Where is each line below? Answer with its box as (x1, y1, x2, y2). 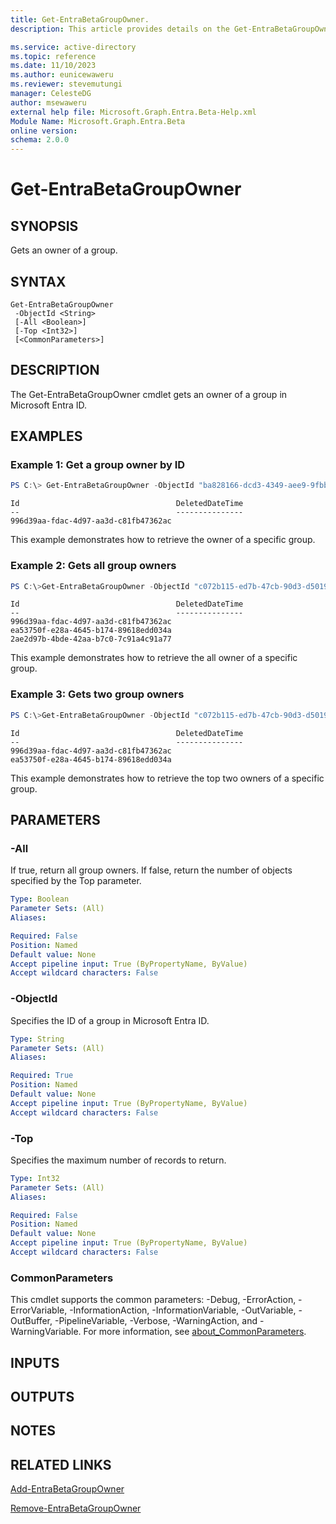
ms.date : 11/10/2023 (10, 61, 97, 71)
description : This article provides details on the (10, 24, 230, 34)
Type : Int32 (10, 1173, 60, 1183)
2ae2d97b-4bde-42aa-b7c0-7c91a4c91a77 (10, 634, 172, 645)
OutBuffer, (10, 1315, 53, 1327)
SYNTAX (10, 273, 67, 290)
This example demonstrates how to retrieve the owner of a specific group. (10, 534, 316, 546)
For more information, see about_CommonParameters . (83, 1326, 307, 1338)
